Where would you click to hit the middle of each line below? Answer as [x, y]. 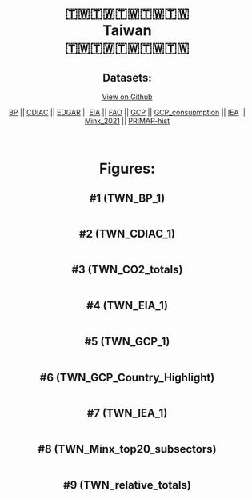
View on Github [127, 97]
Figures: [127, 169]
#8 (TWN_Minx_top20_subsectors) [127, 449]
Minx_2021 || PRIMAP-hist [127, 121]
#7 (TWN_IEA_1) [127, 413]
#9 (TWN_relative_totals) [127, 485]
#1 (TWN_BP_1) [127, 198]
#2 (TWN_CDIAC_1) [127, 234]
